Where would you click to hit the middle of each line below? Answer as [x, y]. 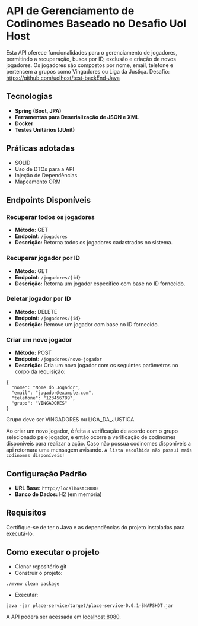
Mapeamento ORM [38, 182]
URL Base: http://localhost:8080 [56, 488]
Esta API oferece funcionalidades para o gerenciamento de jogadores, [92, 52]
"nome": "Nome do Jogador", [46, 388]
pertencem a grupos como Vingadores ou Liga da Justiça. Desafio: [88, 71]
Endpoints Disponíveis [48, 200]
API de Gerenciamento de [70, 11]
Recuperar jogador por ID [43, 258]
